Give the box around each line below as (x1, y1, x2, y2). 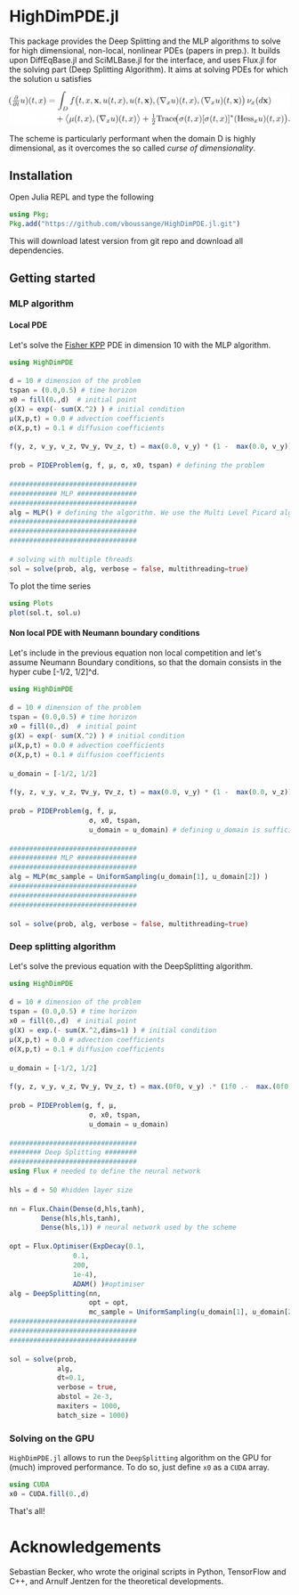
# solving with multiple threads (9, 555, 133, 564)
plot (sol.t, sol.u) (9, 608, 82, 617)
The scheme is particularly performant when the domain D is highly (9, 133, 256, 143)
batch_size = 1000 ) (56, 1411, 129, 1420)
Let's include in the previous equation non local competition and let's (9, 647, 263, 658)
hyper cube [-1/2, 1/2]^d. (9, 666, 100, 677)
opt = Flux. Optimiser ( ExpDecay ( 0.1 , (9, 1242, 145, 1251)
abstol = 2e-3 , (56, 1392, 114, 1402)
